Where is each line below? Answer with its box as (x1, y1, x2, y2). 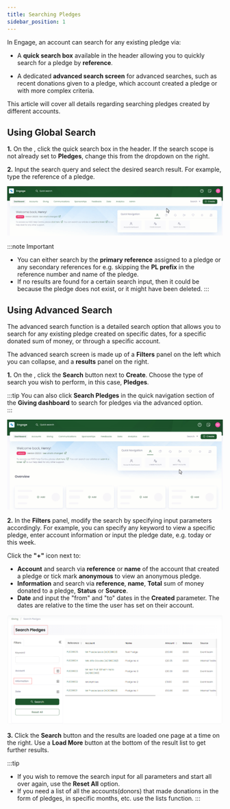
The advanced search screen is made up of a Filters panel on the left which (7, 350, 221, 359)
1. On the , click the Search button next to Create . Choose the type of (7, 371, 204, 379)
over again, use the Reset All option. (16, 780, 120, 788)
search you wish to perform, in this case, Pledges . (7, 378, 149, 386)
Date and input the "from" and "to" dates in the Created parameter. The (16, 594, 220, 602)
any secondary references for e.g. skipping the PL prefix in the (16, 262, 195, 271)
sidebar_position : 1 (7, 18, 66, 25)
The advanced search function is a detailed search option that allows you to (7, 323, 221, 331)
